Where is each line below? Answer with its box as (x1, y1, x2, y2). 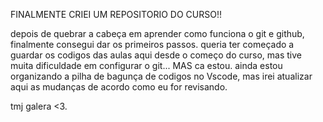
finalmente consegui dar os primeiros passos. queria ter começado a (10, 39, 295, 50)
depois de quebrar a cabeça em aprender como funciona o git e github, (10, 28, 305, 39)
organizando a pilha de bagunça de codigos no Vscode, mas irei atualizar (10, 70, 313, 82)
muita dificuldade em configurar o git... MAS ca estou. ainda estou (10, 60, 283, 71)
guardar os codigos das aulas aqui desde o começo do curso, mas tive (10, 49, 302, 61)
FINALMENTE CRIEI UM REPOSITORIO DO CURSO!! (10, 9, 222, 20)
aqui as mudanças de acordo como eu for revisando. (10, 81, 228, 93)
